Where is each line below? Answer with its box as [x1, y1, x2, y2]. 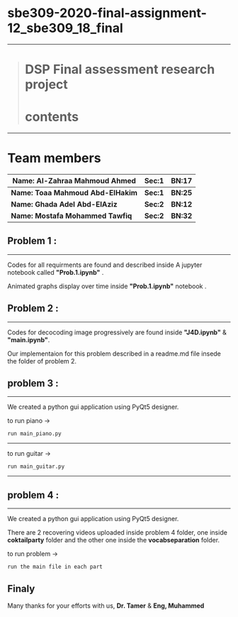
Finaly [7, 582, 35, 594]
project [24, 77, 69, 93]
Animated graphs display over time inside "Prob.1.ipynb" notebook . [7, 282, 207, 290]
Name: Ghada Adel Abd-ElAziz [11, 200, 118, 209]
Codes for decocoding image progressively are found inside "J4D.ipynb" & [7, 328, 227, 337]
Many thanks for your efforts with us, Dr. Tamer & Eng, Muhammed [7, 601, 205, 610]
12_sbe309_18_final [7, 20, 124, 36]
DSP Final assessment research [24, 62, 215, 77]
